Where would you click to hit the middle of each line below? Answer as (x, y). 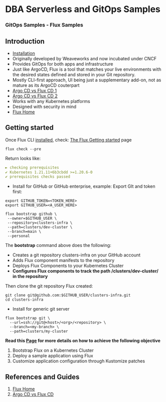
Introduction (25, 41)
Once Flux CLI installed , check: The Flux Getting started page (68, 140)
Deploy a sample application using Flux (53, 356)
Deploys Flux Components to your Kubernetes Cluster (68, 266)
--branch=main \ (24, 232)
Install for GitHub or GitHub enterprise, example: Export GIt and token (84, 186)
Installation (24, 53)
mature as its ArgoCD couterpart (46, 85)
